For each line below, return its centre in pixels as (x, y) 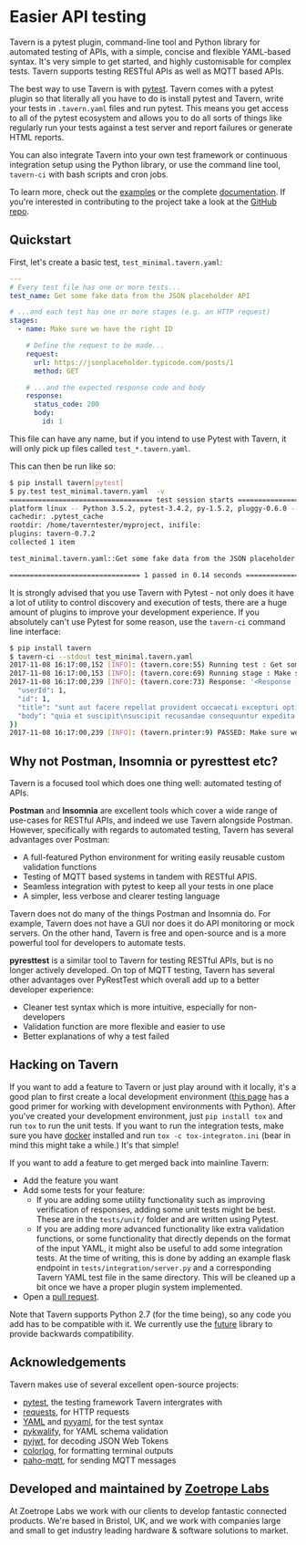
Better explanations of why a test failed (96, 1036)
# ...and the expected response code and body (116, 388)
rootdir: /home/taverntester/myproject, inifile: (106, 525)
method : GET (56, 371)
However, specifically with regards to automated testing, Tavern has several (152, 830)
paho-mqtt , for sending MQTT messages (99, 1460)
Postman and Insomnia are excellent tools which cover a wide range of (143, 811)
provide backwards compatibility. (72, 1333)
